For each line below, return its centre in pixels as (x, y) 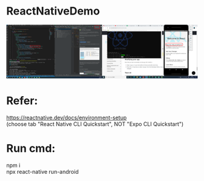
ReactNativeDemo (53, 11)
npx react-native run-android (42, 171)
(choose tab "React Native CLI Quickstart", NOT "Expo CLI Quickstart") (95, 124)
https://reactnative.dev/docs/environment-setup (66, 117)
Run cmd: (31, 148)
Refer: (22, 100)
